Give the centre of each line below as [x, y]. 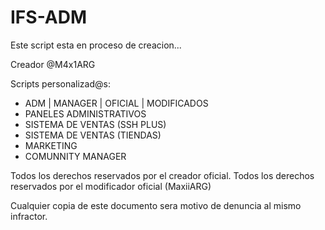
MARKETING [51, 145]
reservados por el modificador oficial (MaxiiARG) [111, 186]
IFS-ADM [48, 17]
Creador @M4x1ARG [53, 64]
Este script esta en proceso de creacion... [96, 45]
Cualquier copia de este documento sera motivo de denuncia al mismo [156, 205]
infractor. [29, 216]
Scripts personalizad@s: [60, 83]
